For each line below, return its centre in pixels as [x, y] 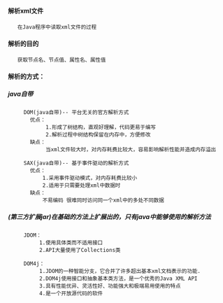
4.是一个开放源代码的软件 [71, 293]
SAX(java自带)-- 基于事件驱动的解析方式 [76, 163]
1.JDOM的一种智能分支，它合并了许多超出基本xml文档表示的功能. [120, 271]
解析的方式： [26, 76]
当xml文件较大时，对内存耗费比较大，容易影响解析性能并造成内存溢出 [130, 149]
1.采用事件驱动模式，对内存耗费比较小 [90, 178]
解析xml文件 [26, 10]
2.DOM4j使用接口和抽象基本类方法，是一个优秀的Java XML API [118, 279]
